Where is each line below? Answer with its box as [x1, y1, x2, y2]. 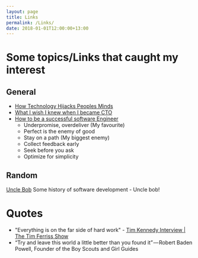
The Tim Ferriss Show [14, 232, 69, 240]
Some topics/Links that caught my [6, 51, 179, 64]
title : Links [6, 14, 39, 20]
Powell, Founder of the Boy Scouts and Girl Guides [14, 246, 139, 252]
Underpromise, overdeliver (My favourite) [23, 122, 125, 129]
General [6, 87, 37, 97]
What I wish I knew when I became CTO [14, 109, 113, 116]
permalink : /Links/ [6, 20, 55, 26]
